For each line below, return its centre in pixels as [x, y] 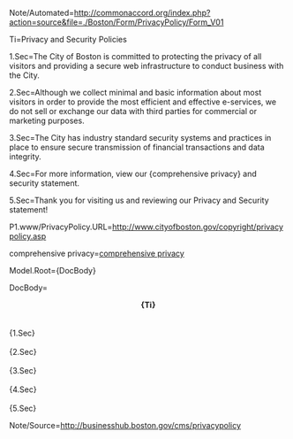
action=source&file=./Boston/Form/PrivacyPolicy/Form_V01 [116, 22]
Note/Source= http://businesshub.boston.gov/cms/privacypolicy [125, 425]
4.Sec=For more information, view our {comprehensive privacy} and [133, 173]
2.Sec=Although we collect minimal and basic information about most [135, 92]
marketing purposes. [47, 120]
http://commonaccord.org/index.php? [142, 13]
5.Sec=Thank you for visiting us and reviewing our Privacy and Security [139, 200]
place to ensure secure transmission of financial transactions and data [137, 147]
